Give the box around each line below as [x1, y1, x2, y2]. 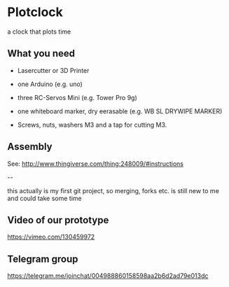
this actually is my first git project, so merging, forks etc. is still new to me [7, 186, 219, 195]
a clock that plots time [7, 27, 71, 36]
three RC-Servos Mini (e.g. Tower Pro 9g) [17, 93, 138, 101]
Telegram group [7, 253, 78, 265]
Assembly [7, 141, 53, 153]
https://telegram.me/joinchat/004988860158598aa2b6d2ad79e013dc [7, 272, 209, 280]
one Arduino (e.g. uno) [17, 80, 83, 88]
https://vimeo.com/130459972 [7, 232, 95, 241]
